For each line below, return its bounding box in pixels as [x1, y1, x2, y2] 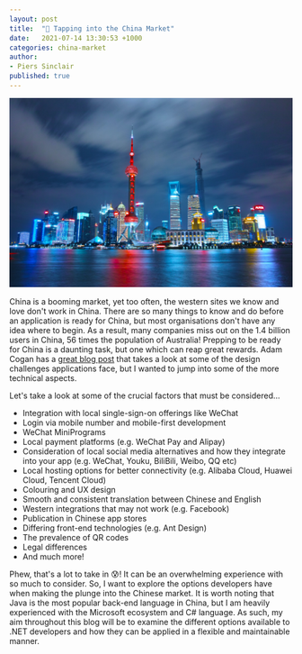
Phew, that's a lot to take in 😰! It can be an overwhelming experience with [9, 568, 284, 579]
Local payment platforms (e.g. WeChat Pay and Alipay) [22, 436, 226, 447]
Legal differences [22, 541, 88, 552]
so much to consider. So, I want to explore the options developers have [9, 577, 272, 589]
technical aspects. [9, 372, 77, 383]
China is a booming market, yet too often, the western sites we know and [9, 295, 280, 306]
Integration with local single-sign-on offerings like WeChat [22, 407, 239, 418]
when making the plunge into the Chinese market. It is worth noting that [9, 587, 274, 598]
